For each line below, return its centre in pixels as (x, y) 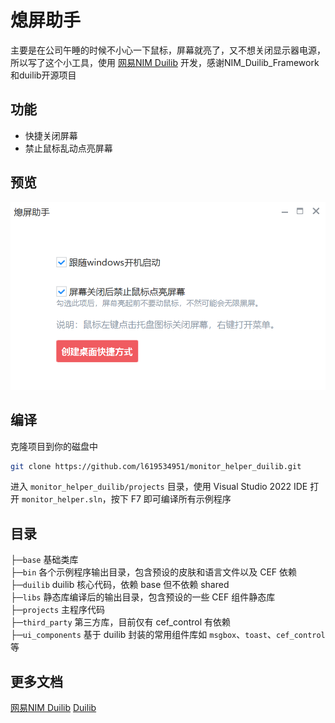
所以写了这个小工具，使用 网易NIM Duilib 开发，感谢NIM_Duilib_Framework (165, 62)
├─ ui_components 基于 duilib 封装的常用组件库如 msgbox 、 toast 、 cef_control (168, 635)
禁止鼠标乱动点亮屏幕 (68, 148)
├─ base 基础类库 (44, 560)
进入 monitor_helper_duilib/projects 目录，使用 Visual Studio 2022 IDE (159, 487)
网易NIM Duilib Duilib (53, 708)
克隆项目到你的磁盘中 (54, 446)
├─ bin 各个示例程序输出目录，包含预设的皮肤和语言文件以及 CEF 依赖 (154, 572)
